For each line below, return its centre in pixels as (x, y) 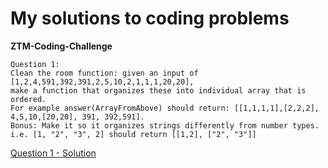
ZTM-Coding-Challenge (61, 46)
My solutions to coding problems (150, 18)
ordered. (28, 99)
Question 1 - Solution (53, 153)
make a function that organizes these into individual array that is (158, 90)
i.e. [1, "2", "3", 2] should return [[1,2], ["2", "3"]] (133, 134)
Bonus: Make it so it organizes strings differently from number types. (165, 125)
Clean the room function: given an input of (104, 73)
